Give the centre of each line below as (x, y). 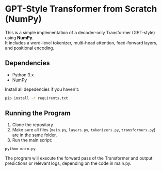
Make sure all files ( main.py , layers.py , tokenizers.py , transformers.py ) (84, 130)
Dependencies (27, 63)
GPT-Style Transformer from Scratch (81, 9)
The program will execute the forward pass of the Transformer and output (79, 158)
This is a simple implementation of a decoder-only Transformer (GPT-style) (80, 32)
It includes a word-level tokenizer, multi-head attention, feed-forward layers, (81, 43)
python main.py (20, 149)
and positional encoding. (30, 48)
